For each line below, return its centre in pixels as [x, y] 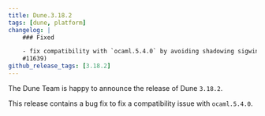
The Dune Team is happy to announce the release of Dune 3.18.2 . [116, 88]
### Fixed [39, 37]
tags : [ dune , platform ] [47, 23]
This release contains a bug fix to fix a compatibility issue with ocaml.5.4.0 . [131, 103]
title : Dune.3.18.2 [40, 15]
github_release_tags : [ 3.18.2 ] [60, 66]
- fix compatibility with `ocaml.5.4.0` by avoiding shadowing [129, 52]
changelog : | [30, 30]
